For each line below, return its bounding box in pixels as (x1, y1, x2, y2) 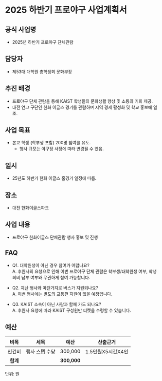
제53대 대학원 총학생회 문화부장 (12, 69, 72, 75)
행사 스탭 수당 (26, 348, 56, 355)
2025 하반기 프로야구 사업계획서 (5, 4, 127, 16)
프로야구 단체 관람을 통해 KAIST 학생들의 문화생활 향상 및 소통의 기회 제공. (12, 98, 153, 104)
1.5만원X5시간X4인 (85, 348, 128, 355)
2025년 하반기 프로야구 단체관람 (12, 39, 74, 45)
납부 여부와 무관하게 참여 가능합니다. (21, 274, 90, 280)
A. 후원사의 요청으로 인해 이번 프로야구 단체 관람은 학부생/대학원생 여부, (12, 268, 148, 274)
